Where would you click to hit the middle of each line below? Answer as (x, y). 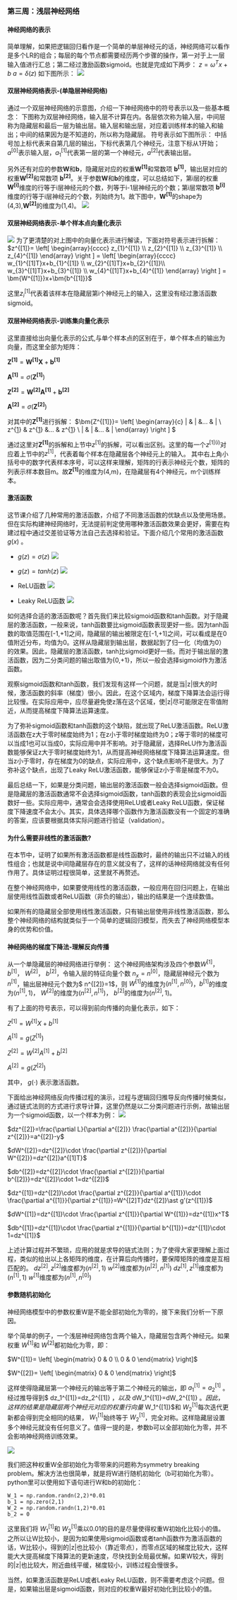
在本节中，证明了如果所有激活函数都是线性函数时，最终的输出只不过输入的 (115, 855)
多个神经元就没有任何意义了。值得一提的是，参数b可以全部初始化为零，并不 (117, 1427)
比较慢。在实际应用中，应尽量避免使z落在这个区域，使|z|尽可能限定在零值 (115, 702)
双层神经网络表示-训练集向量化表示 (58, 321)
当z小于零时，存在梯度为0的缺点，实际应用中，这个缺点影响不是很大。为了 (116, 761)
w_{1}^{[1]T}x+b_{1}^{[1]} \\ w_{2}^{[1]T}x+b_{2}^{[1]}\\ (86, 263)
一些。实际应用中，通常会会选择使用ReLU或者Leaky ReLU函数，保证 (119, 803)
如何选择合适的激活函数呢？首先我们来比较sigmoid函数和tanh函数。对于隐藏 (118, 616)
